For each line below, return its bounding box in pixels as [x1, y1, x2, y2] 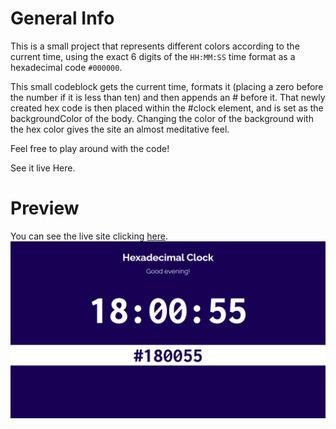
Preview [10, 197, 80, 220]
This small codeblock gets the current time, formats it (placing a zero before [10, 80, 324, 92]
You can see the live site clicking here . [10, 230, 168, 242]
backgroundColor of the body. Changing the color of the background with [10, 112, 314, 124]
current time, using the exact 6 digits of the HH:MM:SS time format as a [10, 50, 296, 62]
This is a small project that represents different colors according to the [10, 40, 300, 52]
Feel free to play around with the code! [10, 142, 170, 154]
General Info [10, 7, 115, 30]
